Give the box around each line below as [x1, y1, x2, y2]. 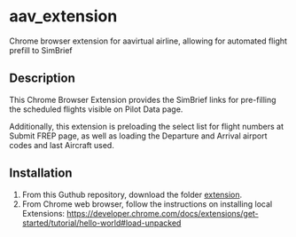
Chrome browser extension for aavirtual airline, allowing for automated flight [9, 36, 288, 46]
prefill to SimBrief [9, 44, 73, 55]
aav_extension [9, 6, 118, 27]
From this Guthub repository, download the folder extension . [21, 189, 243, 200]
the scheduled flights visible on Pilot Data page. [9, 104, 183, 115]
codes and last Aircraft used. [9, 139, 115, 150]
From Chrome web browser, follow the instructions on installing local [21, 198, 273, 209]
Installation [9, 166, 73, 181]
